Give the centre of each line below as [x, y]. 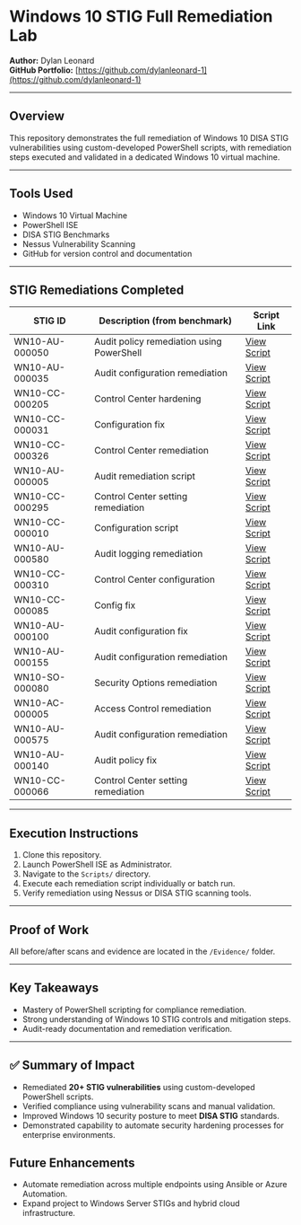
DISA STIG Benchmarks [66, 234]
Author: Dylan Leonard [52, 60]
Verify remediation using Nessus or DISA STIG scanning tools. [137, 893]
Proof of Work [49, 930]
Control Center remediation [151, 451]
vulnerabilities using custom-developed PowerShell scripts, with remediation [150, 147]
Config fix [115, 605]
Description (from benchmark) [166, 321]
